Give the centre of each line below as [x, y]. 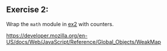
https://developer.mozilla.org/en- [47, 36]
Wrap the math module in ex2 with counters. [60, 24]
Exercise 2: [28, 10]
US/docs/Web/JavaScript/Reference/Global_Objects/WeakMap [84, 42]
